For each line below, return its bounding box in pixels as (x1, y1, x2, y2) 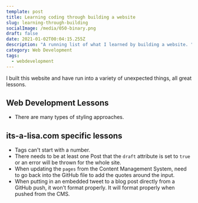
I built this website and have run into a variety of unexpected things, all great (6, 75, 192, 82)
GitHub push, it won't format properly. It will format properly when (14, 184, 175, 191)
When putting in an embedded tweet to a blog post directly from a (14, 178, 175, 185)
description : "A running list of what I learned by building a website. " (6, 42, 194, 48)
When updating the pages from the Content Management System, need (14, 165, 187, 172)
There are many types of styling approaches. (14, 114, 124, 121)
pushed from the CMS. (14, 191, 70, 198)
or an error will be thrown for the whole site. (14, 159, 122, 166)
